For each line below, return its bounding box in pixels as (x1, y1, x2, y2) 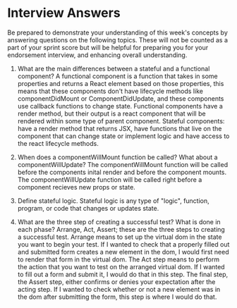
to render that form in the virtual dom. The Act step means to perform (17, 255, 220, 264)
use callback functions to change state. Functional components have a (17, 101, 224, 110)
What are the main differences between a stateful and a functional (17, 64, 210, 73)
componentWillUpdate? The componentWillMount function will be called (17, 160, 228, 168)
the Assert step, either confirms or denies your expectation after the (17, 277, 216, 286)
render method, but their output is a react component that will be (17, 109, 206, 118)
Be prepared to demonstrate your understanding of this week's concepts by (7, 28, 228, 37)
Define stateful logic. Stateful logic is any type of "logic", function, (17, 196, 209, 205)
